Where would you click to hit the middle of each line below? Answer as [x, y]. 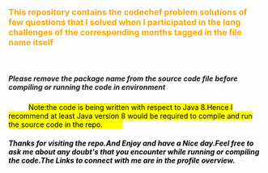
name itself [31, 42]
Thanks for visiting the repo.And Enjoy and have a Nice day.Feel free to [131, 143]
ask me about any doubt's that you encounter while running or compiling [134, 151]
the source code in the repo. [55, 124]
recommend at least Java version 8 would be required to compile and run [131, 116]
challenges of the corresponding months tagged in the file [125, 32]
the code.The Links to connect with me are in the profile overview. [122, 160]
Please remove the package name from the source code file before [123, 78]
